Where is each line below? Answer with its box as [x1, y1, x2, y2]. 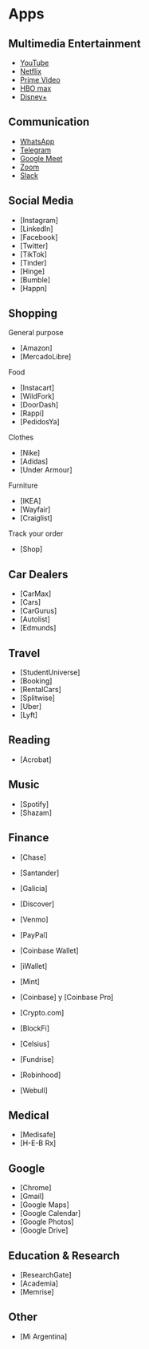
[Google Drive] [19, 1225, 69, 1235]
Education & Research [8, 1249, 120, 1262]
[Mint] [19, 976, 40, 986]
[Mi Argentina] [19, 1331, 68, 1341]
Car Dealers [8, 567, 69, 581]
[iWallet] [19, 961, 48, 970]
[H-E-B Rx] [19, 1138, 57, 1148]
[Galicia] [19, 883, 48, 893]
